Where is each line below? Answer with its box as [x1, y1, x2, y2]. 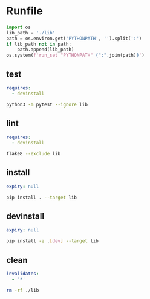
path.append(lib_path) [17, 47, 74, 53]
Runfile [6, 4, 44, 18]
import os [6, 24, 31, 30]
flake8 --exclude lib [6, 151, 61, 157]
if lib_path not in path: [6, 41, 71, 47]
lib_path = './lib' [6, 30, 56, 36]
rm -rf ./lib [6, 287, 39, 294]
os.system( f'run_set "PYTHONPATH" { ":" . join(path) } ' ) [6, 53, 145, 59]
